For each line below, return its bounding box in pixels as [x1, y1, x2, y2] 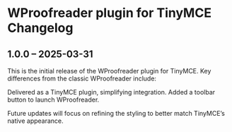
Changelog [7, 20, 74, 36]
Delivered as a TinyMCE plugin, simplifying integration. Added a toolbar [7, 88, 216, 96]
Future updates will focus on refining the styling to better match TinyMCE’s [7, 109, 225, 117]
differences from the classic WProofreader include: [7, 74, 157, 83]
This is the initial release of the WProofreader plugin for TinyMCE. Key [7, 67, 211, 75]
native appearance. [7, 116, 64, 125]
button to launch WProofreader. [7, 95, 100, 104]
